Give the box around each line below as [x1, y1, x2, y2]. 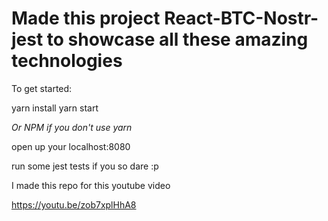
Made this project [11, 7, 161, 30]
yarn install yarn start [11, 102, 99, 114]
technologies [11, 50, 123, 72]
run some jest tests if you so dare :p [11, 160, 159, 172]
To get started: [11, 82, 73, 94]
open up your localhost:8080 [11, 140, 131, 152]
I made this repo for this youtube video [11, 179, 171, 191]
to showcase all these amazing [46, 28, 309, 51]
